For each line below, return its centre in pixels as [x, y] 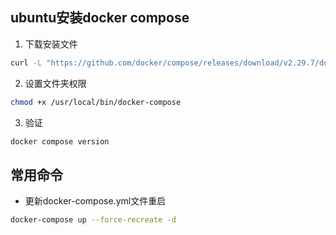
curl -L [26, 63]
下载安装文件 [51, 44]
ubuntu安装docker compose [100, 18]
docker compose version [60, 141]
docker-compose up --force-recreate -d [93, 220]
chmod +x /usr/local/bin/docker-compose [96, 102]
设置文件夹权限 [55, 83]
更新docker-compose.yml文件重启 [95, 201]
